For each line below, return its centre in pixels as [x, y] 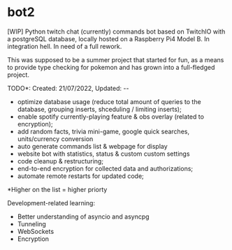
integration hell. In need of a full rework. [65, 46]
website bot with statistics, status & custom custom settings [103, 154]
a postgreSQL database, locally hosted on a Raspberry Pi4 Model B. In [108, 38]
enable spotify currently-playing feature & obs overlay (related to [111, 117]
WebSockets [36, 231]
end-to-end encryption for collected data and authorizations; [105, 168]
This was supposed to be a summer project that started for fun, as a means [116, 59]
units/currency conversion [55, 139]
